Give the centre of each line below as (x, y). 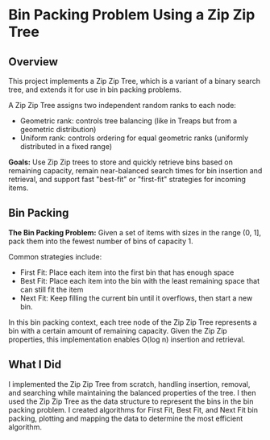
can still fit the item (52, 289)
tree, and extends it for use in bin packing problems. (95, 89)
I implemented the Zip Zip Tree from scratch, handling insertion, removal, (129, 384)
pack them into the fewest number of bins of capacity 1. (101, 241)
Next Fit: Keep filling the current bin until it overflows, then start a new (136, 298)
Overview (33, 62)
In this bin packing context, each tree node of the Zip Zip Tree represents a (133, 322)
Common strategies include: (55, 256)
